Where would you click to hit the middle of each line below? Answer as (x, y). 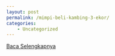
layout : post (23, 12)
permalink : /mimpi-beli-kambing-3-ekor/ (58, 18)
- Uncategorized (38, 29)
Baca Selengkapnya (31, 46)
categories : (21, 23)
